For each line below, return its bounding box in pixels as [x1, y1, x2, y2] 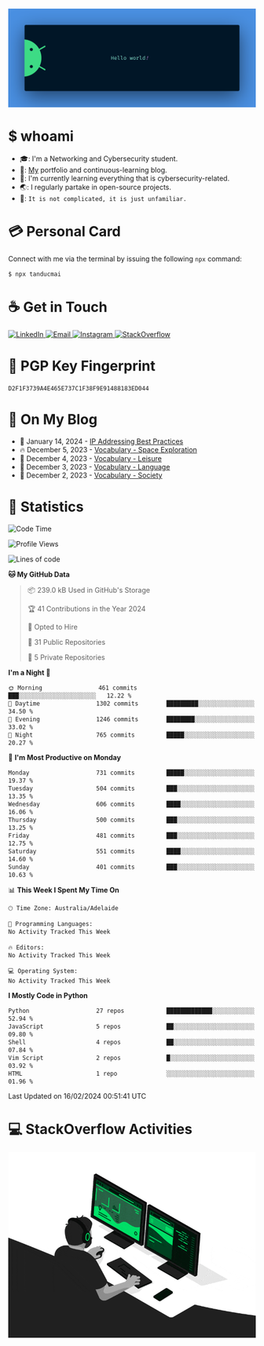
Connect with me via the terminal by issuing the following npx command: [8, 254, 242, 264]
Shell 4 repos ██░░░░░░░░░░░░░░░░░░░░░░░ [8, 1038, 255, 1046]
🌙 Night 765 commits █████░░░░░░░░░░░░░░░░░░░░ [8, 731, 255, 739]
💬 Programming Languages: [8, 920, 93, 927]
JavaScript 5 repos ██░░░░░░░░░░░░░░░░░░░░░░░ [8, 1022, 255, 1030]
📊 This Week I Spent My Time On [8, 885, 119, 894]
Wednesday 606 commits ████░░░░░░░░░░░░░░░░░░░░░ [8, 800, 255, 808]
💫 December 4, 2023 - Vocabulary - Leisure [19, 453, 163, 463]
